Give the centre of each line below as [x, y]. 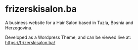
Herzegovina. [19, 27]
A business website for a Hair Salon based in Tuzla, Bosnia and [69, 23]
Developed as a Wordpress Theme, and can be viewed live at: [68, 37]
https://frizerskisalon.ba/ [30, 42]
